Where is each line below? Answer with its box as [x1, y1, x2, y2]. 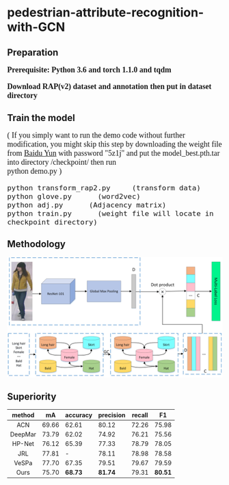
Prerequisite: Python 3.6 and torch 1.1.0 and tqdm [7, 65, 172, 75]
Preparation [7, 47, 59, 58]
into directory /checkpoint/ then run [7, 157, 116, 167]
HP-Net [12, 440, 34, 448]
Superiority [7, 391, 57, 402]
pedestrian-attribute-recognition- [7, 5, 204, 21]
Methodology [7, 238, 66, 250]
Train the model [7, 112, 75, 124]
